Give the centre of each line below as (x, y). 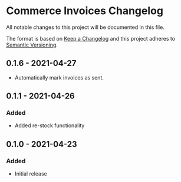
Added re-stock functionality (50, 125)
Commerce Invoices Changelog (85, 11)
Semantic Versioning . (32, 45)
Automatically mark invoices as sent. (59, 77)
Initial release (31, 174)
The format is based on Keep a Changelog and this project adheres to (91, 38)
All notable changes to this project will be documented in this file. (85, 27)
